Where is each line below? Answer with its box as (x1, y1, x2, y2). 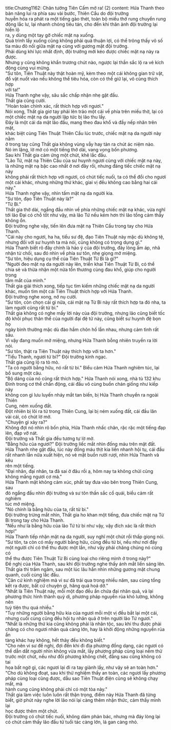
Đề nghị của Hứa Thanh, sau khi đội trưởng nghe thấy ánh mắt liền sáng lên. (5, 561, 165, 567)
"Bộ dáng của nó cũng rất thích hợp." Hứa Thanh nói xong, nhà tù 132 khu (5, 376, 161, 382)
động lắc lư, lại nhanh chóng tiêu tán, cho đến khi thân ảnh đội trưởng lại (5, 21, 158, 27)
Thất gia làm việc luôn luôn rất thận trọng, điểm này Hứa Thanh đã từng (5, 692, 156, 698)
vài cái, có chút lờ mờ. (5, 413, 52, 420)
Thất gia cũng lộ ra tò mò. (5, 359, 60, 365)
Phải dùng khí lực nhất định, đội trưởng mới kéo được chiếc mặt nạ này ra (5, 49, 160, 54)
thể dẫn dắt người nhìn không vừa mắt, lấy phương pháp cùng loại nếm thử (5, 648, 163, 654)
